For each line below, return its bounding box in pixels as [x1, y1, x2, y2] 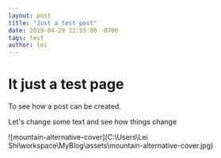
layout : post [8, 11, 51, 20]
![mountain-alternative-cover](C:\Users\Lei [8, 133, 148, 142]
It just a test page [8, 75, 124, 94]
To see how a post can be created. [8, 102, 121, 111]
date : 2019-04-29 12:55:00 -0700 [8, 26, 119, 34]
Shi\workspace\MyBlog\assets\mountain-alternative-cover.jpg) [8, 141, 214, 151]
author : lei [8, 41, 48, 49]
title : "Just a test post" [8, 19, 97, 27]
